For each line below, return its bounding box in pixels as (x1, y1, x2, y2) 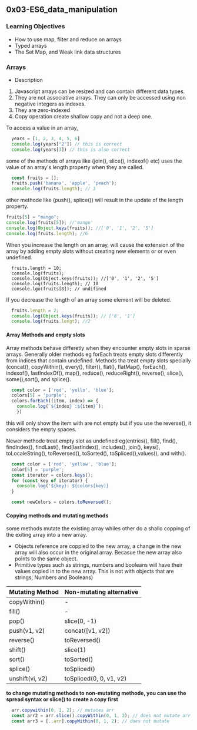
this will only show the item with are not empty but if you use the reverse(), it (6, 419, 192, 427)
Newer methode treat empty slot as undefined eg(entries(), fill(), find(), (6, 437, 178, 444)
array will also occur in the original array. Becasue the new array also (14, 549, 182, 556)
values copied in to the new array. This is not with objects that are (14, 568, 175, 575)
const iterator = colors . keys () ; (11, 472, 94, 478)
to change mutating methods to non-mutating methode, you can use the (6, 689, 186, 697)
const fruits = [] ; (11, 175, 59, 181)
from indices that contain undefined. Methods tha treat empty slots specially (6, 356, 191, 364)
